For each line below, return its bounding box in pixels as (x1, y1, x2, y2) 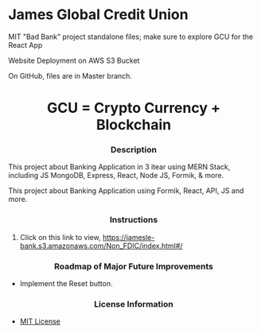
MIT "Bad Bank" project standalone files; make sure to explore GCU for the (8, 32, 253, 41)
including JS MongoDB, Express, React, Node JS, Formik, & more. (8, 171, 224, 180)
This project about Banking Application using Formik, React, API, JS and (8, 186, 244, 196)
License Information (94, 298, 173, 309)
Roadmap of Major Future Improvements (54, 261, 213, 272)
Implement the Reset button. (19, 279, 113, 288)
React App (8, 40, 43, 49)
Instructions (109, 215, 158, 226)
